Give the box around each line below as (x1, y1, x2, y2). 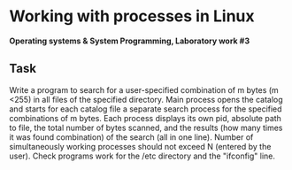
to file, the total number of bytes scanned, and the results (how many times (9, 122, 283, 133)
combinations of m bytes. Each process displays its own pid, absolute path (9, 112, 281, 123)
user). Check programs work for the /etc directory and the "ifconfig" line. (9, 151, 276, 161)
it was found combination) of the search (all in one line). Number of (9, 131, 254, 143)
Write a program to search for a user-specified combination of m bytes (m (9, 84, 279, 95)
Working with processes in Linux (9, 6, 255, 27)
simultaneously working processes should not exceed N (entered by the (9, 141, 272, 151)
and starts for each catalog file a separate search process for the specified (9, 104, 282, 114)
